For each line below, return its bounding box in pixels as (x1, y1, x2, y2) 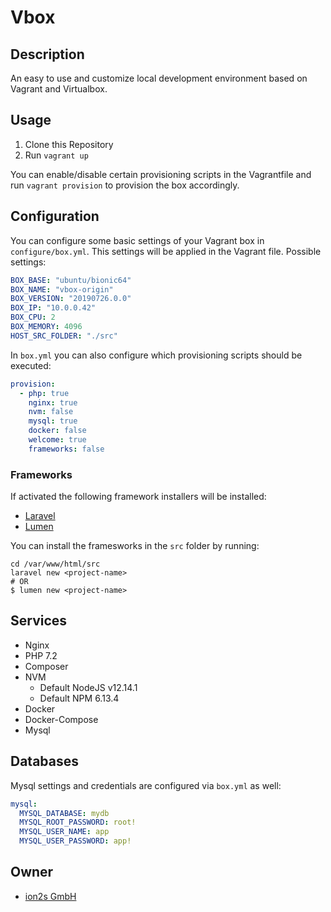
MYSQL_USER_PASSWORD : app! (19, 836, 132, 846)
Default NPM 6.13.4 (39, 692, 120, 704)
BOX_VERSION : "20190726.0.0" (10, 294, 132, 304)
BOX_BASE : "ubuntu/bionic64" (10, 275, 132, 285)
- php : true (19, 388, 70, 398)
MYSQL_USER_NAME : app (19, 827, 110, 837)
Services (10, 612, 68, 630)
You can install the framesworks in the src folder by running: (10, 540, 260, 552)
